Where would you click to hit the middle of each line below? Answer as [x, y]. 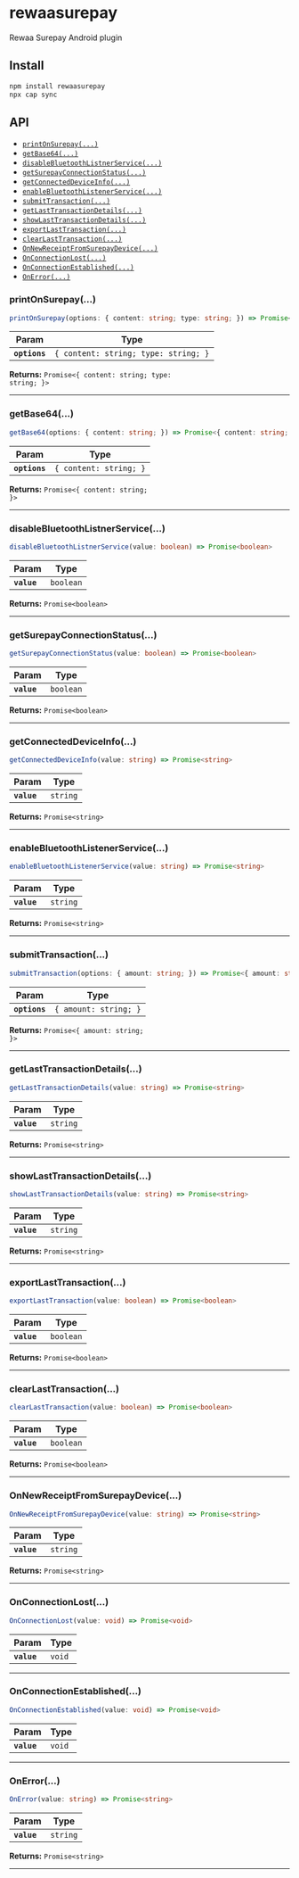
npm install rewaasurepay [57, 86]
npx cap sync [33, 95]
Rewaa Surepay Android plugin [66, 37]
